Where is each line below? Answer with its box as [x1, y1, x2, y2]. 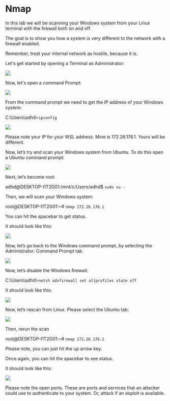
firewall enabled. [5, 40, 40, 46]
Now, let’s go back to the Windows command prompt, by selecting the [5, 242, 152, 248]
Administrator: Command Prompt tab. [5, 248, 84, 254]
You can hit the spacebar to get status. [5, 213, 87, 219]
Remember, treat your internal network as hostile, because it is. [5, 50, 138, 56]
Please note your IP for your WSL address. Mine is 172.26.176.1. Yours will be [5, 133, 165, 140]
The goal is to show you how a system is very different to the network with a [5, 35, 165, 41]
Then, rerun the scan [5, 326, 49, 332]
